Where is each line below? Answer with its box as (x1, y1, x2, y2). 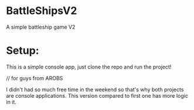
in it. (6, 98, 16, 105)
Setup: (6, 44, 39, 57)
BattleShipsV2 (6, 4, 77, 18)
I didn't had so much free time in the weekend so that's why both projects (6, 86, 184, 93)
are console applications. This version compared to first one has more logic (6, 92, 189, 99)
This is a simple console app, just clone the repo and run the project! (6, 63, 172, 70)
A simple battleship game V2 (6, 23, 76, 30)
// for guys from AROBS (6, 74, 63, 81)
